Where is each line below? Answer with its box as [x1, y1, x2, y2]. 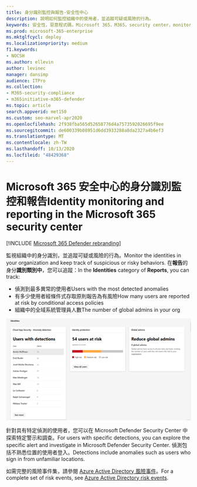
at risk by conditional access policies [14, 299, 104, 306]
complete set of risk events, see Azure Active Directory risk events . [6, 474, 169, 481]
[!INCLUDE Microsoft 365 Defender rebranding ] [6, 239, 121, 246]
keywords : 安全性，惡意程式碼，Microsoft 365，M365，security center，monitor [6, 22, 192, 28]
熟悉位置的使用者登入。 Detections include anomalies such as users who [16, 449, 191, 456]
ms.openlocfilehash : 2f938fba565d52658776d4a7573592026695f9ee [6, 121, 164, 127]
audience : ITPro [6, 78, 46, 84]
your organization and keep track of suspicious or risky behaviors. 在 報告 [6, 259, 183, 266]
